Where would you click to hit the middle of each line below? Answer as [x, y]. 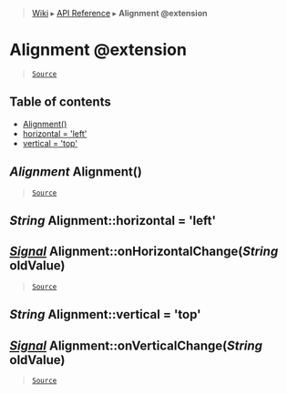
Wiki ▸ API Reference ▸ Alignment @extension [119, 13]
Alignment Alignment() [76, 172]
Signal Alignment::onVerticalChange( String [136, 345]
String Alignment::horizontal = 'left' [113, 221]
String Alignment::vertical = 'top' [106, 314]
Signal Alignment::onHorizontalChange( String [144, 252]
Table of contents [60, 102]
